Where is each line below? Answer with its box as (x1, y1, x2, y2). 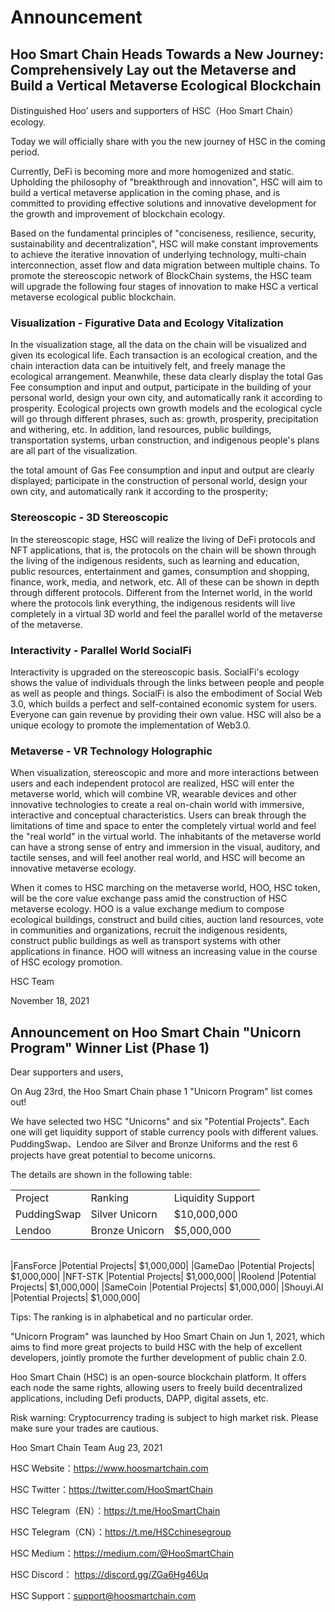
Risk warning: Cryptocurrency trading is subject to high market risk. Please (10, 1412, 319, 1423)
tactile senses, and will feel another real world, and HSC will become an (10, 852, 306, 864)
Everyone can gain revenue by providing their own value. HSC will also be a (10, 708, 322, 720)
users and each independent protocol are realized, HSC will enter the (10, 777, 295, 790)
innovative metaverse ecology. (10, 862, 137, 875)
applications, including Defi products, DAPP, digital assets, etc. (10, 1392, 269, 1404)
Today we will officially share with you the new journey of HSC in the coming (10, 136, 326, 147)
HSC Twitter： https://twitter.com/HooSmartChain (10, 1484, 213, 1495)
